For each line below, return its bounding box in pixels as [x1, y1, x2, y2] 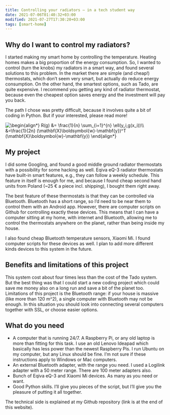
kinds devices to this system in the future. [5, 246, 93, 252]
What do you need [5, 321, 64, 330]
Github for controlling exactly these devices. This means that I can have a [5, 209, 159, 215]
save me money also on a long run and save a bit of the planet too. [5, 285, 145, 291]
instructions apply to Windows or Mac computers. [12, 357, 117, 363]
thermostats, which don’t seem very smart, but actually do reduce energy [5, 76, 159, 82]
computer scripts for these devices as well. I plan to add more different [5, 240, 154, 247]
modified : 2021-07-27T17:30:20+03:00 [5, 17, 85, 22]
